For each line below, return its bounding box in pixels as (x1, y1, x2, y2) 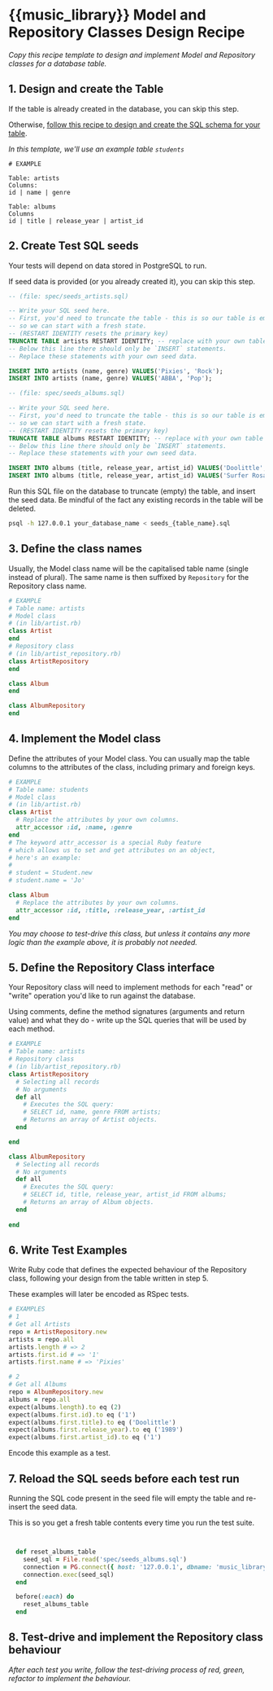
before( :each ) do (15, 1592, 75, 1601)
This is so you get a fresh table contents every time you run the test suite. (8, 1518, 255, 1527)
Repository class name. (8, 581, 87, 591)
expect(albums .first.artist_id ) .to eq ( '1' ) (8, 1434, 162, 1442)
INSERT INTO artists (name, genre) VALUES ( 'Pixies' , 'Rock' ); (8, 367, 223, 376)
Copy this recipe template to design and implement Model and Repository (8, 50, 256, 59)
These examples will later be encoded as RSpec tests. (8, 1289, 189, 1299)
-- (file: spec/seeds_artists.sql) (8, 292, 129, 301)
